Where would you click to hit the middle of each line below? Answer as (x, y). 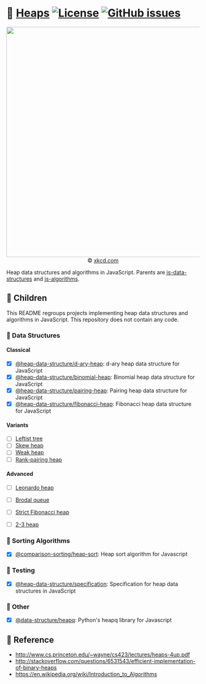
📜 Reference (30, 639)
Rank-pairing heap (39, 459)
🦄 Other (18, 607)
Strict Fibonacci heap (42, 512)
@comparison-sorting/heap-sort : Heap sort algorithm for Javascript (101, 554)
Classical (18, 350)
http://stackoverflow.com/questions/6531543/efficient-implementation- (105, 661)
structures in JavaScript (45, 591)
